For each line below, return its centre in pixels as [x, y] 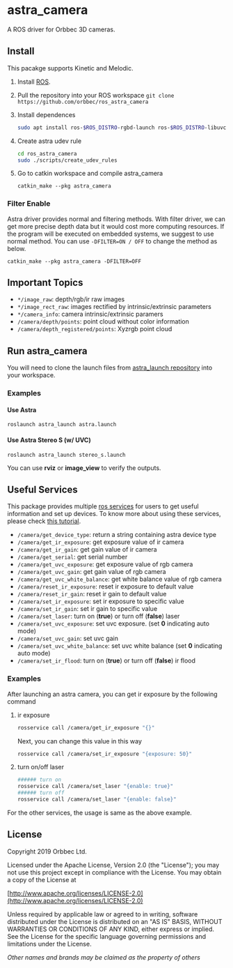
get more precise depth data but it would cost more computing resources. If [116, 226]
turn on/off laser [41, 767]
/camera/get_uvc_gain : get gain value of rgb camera [91, 572]
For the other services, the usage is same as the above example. [100, 812]
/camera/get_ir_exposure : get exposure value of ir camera [101, 542]
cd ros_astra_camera [47, 153]
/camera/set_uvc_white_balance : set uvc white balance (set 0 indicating [120, 646]
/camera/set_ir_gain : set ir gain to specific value [87, 609]
